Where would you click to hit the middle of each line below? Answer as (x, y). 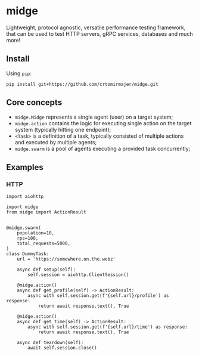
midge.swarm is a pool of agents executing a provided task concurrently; (102, 148)
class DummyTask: (28, 254)
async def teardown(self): (50, 343)
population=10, (36, 233)
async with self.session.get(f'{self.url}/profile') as (98, 296)
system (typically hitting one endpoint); (63, 129)
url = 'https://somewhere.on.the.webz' (66, 259)
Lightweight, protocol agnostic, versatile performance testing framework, (96, 27)
